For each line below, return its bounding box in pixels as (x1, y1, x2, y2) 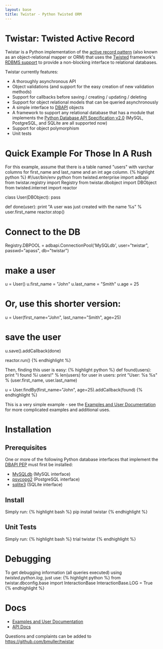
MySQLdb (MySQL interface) (12, 471, 71, 477)
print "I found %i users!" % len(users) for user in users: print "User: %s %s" (5, 372, 158, 378)
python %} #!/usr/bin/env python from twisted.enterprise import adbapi (5, 175, 149, 181)
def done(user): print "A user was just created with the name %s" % (5, 204, 142, 210)
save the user (5, 332, 61, 343)
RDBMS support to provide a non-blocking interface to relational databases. (5, 59, 158, 65)
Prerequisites (5, 443, 47, 452)
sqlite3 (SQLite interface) (12, 482, 63, 488)
